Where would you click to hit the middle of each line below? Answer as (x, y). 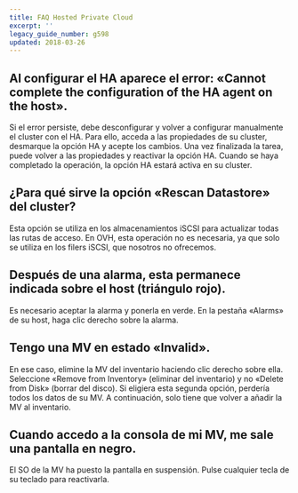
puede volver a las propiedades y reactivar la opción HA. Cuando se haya (144, 155)
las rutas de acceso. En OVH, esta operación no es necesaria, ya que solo (145, 237)
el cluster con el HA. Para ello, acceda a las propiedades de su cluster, (138, 137)
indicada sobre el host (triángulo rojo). (118, 289)
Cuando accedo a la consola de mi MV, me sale (141, 435)
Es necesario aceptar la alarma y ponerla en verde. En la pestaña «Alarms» (147, 310)
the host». (39, 106)
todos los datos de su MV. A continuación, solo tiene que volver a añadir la (146, 397)
